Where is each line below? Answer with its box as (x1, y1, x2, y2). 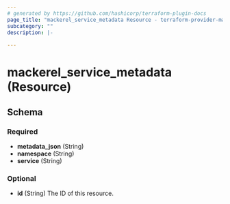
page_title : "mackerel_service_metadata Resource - (7, 16, 157, 23)
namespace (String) (16, 149, 75, 158)
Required (7, 127, 38, 136)
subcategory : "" (7, 23, 53, 29)
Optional (7, 173, 36, 183)
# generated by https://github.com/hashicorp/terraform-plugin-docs (7, 10, 207, 17)
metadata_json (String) (16, 143, 84, 150)
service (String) (16, 157, 63, 164)
